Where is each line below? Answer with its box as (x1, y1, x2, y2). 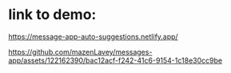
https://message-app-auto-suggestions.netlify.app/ (8, 32, 178, 41)
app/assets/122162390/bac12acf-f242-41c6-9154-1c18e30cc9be (8, 56, 222, 65)
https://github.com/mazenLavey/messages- (8, 47, 153, 56)
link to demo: (8, 6, 97, 24)
